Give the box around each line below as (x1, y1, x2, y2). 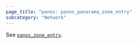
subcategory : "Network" (6, 14, 67, 20)
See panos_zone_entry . (6, 31, 63, 38)
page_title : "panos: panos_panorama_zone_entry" (6, 8, 132, 15)
